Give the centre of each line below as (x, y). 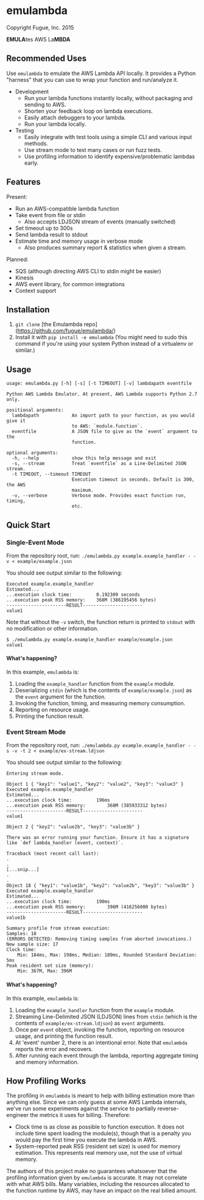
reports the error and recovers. (54, 1049)
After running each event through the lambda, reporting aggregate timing (107, 1055)
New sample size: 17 (33, 944)
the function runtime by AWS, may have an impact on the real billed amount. (102, 1191)
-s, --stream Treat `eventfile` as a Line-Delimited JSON (99, 464)
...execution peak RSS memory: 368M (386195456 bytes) (81, 600)
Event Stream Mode (36, 732)
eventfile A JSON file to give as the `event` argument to (105, 432)
